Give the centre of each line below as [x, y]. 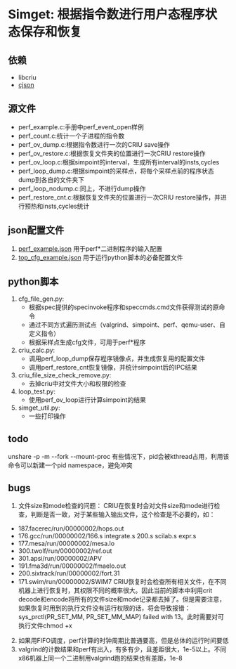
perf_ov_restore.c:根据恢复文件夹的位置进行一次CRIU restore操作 [112, 153]
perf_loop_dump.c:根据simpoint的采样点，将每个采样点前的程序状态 [116, 171]
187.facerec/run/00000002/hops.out [71, 528]
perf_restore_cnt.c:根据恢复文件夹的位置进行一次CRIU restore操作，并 [119, 197]
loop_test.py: [37, 391]
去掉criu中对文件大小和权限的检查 [77, 384]
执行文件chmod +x [45, 625]
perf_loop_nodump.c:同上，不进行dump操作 [82, 188]
